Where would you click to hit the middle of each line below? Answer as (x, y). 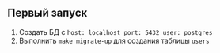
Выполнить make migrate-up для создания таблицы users (114, 40)
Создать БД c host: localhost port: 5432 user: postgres (116, 32)
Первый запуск (47, 13)
